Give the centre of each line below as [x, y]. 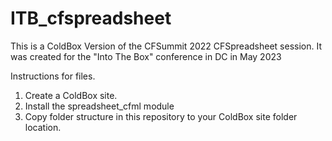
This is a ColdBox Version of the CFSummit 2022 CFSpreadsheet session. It [166, 46]
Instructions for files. [53, 76]
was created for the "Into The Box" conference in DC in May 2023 [146, 56]
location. [43, 127]
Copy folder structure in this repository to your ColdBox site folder [161, 116]
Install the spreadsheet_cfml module [99, 106]
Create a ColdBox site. [71, 95]
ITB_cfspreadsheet [91, 18]
